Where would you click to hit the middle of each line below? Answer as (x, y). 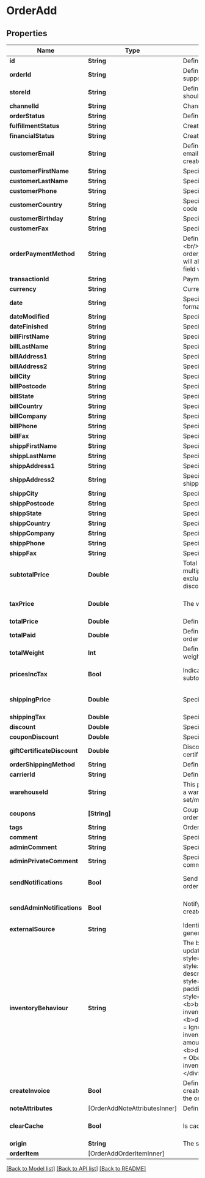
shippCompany (32, 533)
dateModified (30, 316)
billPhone (23, 426)
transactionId (29, 279)
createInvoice (30, 1091)
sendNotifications (36, 882)
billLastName (29, 346)
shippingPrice (30, 699)
